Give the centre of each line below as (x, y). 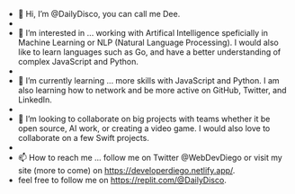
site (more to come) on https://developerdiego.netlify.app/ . (126, 170)
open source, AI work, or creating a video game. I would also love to (144, 128)
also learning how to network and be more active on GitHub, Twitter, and (152, 90)
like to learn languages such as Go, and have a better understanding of (149, 52)
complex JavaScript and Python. (78, 62)
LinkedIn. (35, 100)
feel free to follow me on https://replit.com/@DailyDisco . (122, 180)
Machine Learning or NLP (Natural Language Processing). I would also (148, 42)
